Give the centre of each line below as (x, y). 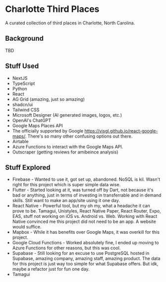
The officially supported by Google (48, 131)
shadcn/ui (23, 104)
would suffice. (27, 227)
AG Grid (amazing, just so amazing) (49, 99)
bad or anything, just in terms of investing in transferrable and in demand (87, 195)
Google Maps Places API (37, 126)
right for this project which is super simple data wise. (66, 185)
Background (24, 38)
